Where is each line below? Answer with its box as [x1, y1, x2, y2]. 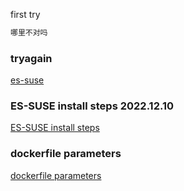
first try [10, 9, 41, 20]
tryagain [10, 51, 53, 65]
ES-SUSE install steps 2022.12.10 [10, 99, 175, 113]
